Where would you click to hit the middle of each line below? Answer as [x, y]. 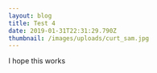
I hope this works [37, 61]
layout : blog [30, 16]
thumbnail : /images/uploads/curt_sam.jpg [79, 38]
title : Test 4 [32, 23]
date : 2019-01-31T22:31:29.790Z [62, 30]
